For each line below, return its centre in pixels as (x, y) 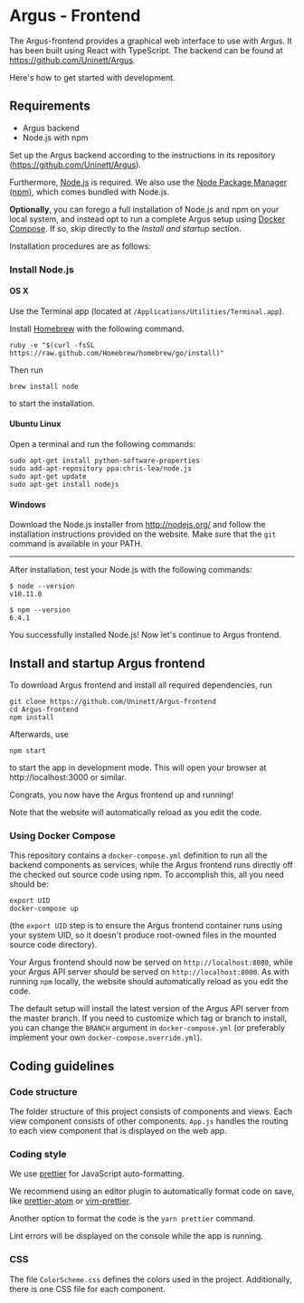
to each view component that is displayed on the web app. (119, 1131)
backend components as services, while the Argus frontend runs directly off (152, 865)
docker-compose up (44, 909)
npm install (32, 718)
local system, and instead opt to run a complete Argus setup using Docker (147, 219)
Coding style (38, 1154)
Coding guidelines (62, 1065)
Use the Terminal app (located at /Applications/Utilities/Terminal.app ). (147, 311)
